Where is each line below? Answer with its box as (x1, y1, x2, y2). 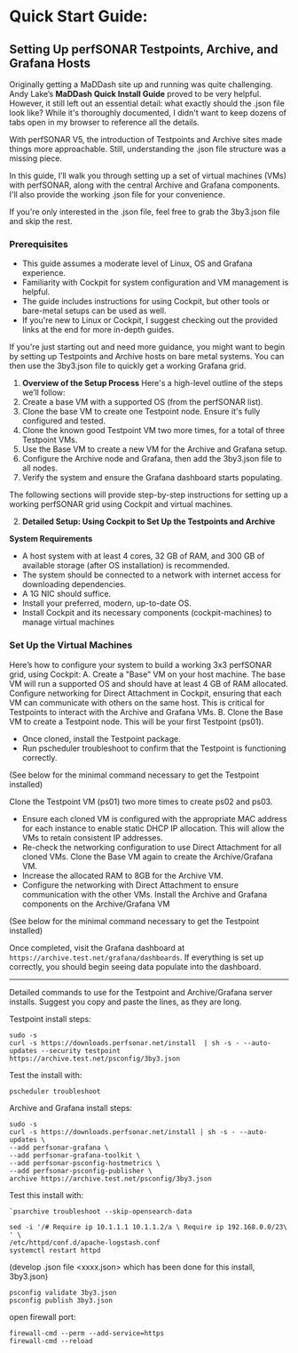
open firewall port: (9, 1311, 76, 1322)
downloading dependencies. (21, 579, 127, 590)
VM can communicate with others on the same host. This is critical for (9, 697, 265, 708)
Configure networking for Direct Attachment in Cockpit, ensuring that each (9, 688, 282, 698)
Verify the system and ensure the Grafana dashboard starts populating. (21, 472, 283, 483)
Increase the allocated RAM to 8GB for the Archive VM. (21, 870, 223, 881)
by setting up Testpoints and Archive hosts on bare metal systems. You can (9, 351, 285, 362)
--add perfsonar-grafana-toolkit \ (9, 1150, 141, 1160)
